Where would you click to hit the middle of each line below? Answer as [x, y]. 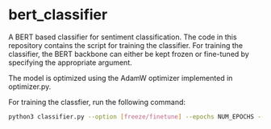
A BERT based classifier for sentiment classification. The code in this [123, 37]
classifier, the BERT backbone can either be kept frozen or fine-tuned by [129, 54]
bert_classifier [58, 15]
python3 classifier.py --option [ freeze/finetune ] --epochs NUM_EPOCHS [131, 117]
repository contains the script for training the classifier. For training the [126, 45]
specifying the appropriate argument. [70, 62]
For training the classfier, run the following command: [97, 102]
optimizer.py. [30, 87]
